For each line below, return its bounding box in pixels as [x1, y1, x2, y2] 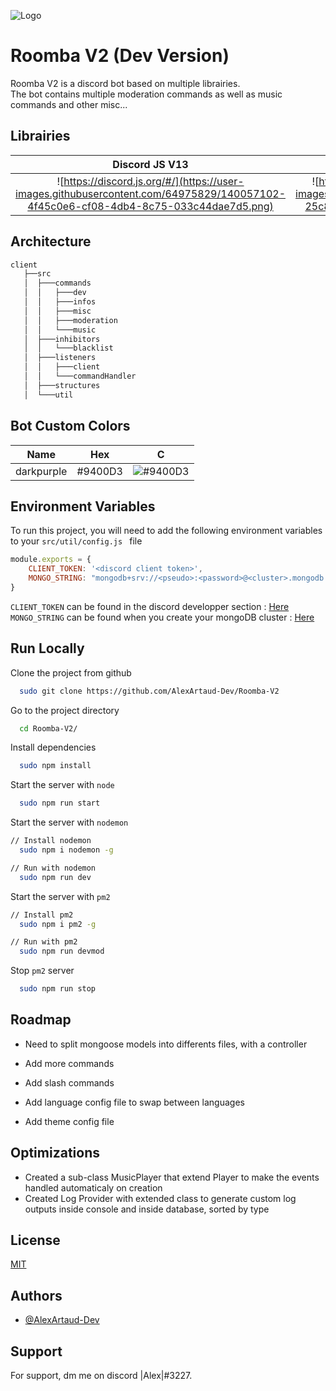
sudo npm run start [19, 798, 101, 809]
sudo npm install [19, 761, 92, 771]
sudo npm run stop [19, 984, 97, 994]
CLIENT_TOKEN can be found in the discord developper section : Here [10, 600, 290, 612]
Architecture [10, 233, 92, 250]
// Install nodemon [10, 836, 92, 846]
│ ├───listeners [23, 353, 97, 363]
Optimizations [10, 1145, 100, 1162]
